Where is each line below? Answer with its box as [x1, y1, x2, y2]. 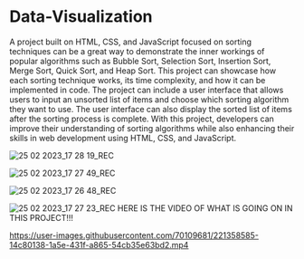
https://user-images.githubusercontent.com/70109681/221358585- [9, 229, 260, 241]
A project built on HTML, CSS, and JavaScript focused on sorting [9, 36, 252, 47]
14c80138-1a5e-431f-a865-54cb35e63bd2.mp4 [9, 239, 189, 250]
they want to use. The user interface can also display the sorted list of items [9, 103, 292, 114]
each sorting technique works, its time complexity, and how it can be [9, 74, 266, 85]
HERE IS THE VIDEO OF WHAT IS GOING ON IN [117, 202, 293, 214]
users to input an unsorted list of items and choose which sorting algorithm [9, 93, 290, 105]
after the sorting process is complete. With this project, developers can [9, 113, 274, 124]
